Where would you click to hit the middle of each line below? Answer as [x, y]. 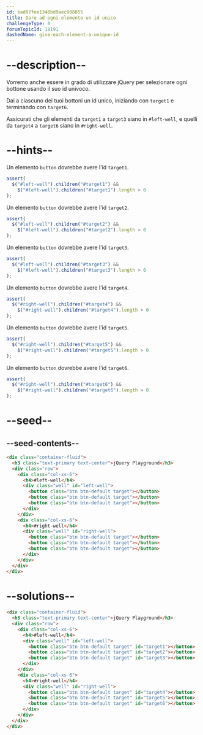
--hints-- [30, 150]
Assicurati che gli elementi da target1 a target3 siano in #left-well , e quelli [102, 119]
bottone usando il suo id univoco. [48, 89]
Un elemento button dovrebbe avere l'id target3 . [68, 247]
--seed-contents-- [43, 443]
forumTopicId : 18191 [33, 29]
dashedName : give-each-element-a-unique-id [63, 35]
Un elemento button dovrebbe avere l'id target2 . [68, 207]
